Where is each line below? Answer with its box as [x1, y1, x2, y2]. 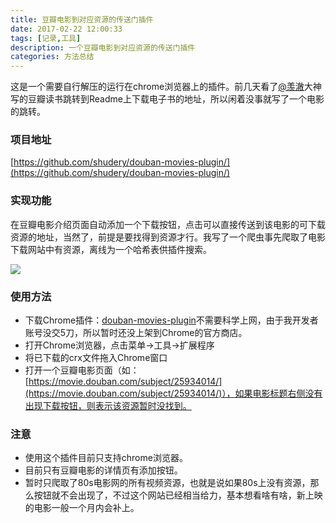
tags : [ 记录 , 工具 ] [10, 33, 82, 43]
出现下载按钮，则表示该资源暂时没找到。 [24, 400, 192, 412]
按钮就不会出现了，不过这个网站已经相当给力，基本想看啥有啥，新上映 [33, 489, 323, 501]
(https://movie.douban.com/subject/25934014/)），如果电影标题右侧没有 [24, 387, 323, 400]
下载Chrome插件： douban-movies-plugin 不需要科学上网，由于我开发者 [24, 314, 319, 326]
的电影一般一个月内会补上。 [24, 502, 140, 514]
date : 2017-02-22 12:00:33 [10, 24, 123, 34]
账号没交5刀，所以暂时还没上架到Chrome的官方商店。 [24, 327, 248, 339]
